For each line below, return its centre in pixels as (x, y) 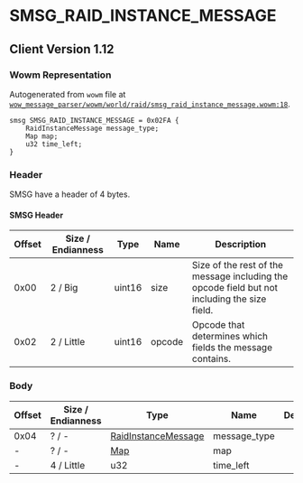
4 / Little (68, 465)
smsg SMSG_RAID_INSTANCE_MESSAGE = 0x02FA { (94, 120)
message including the (240, 276)
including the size (230, 299)
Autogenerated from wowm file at (68, 94)
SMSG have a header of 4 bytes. (70, 194)
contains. (212, 359)
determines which (230, 337)
